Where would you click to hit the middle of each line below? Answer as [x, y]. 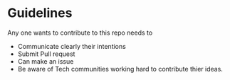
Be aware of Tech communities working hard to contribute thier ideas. [120, 69]
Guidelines [40, 13]
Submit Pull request [46, 54]
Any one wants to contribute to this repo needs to [80, 33]
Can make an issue [46, 61]
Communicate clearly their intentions [72, 46]
